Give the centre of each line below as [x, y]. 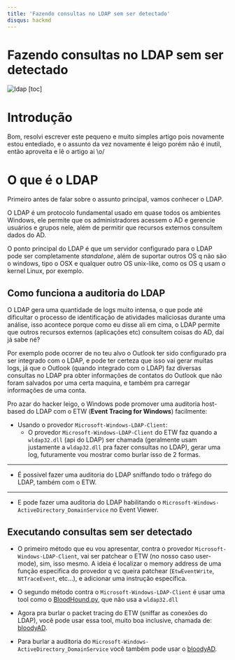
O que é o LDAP [53, 180]
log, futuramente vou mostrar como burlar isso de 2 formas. [114, 455]
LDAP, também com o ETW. [57, 482]
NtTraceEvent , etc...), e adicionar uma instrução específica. [102, 578]
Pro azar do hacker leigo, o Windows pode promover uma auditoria [104, 404]
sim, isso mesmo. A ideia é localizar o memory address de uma [130, 563]
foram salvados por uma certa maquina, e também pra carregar [99, 383]
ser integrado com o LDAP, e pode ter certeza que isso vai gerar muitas [110, 360]
